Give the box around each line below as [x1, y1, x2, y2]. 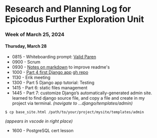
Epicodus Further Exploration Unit [5, 14, 144, 25]
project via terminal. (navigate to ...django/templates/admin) [12, 101, 133, 106]
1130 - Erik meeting [12, 74, 51, 81]
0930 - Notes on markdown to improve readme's [12, 64, 110, 70]
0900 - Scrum [12, 59, 41, 65]
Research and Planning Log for [5, 3, 131, 15]
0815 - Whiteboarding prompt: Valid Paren [12, 54, 96, 60]
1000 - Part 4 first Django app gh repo [12, 69, 89, 75]
